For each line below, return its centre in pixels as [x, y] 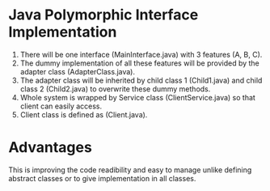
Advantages [51, 148]
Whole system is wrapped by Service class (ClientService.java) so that [138, 97]
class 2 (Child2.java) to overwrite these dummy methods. [115, 89]
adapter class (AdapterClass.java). [78, 71]
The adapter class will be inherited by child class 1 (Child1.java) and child [141, 80]
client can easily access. [61, 106]
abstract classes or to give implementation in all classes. [102, 178]
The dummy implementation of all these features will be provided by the [140, 63]
